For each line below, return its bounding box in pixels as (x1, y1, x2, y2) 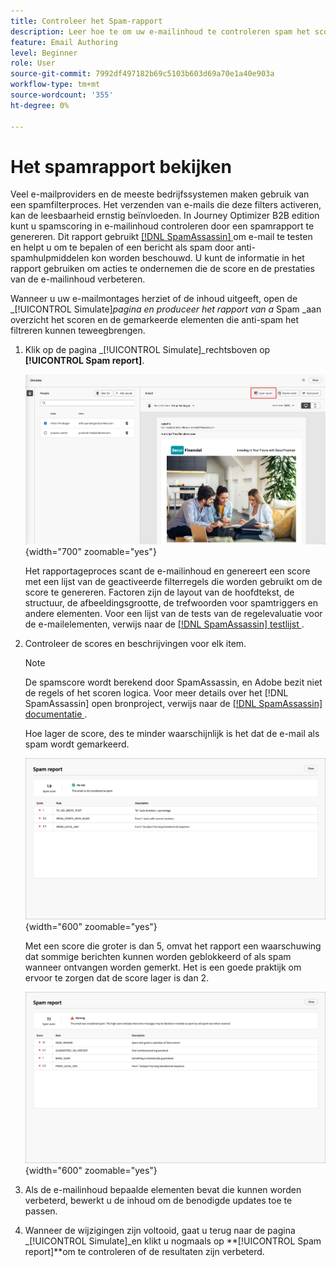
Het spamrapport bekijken (10, 155, 232, 178)
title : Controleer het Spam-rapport (10, 16, 163, 26)
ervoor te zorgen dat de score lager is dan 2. (24, 972, 210, 984)
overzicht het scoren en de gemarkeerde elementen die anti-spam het (10, 314, 300, 326)
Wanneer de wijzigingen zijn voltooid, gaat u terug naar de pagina (24, 1224, 296, 1236)
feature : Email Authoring (10, 37, 118, 47)
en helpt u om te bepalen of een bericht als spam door (10, 241, 235, 254)
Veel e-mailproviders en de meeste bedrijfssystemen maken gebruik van (10, 188, 310, 200)
